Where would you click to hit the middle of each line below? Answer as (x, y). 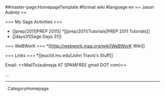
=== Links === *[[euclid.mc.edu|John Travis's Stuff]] (59, 55)
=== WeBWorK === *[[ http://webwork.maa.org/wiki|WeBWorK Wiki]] (75, 46)
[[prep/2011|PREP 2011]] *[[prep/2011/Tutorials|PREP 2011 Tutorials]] (81, 31)
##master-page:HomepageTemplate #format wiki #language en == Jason (80, 7)
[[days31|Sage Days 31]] (37, 36)
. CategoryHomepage (27, 88)
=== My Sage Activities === (34, 22)
